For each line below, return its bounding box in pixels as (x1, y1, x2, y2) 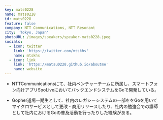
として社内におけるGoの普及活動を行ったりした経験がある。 (11, 110, 134, 116)
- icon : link (9, 58, 36, 62)
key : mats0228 (4, 7, 34, 12)
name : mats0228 (4, 12, 36, 17)
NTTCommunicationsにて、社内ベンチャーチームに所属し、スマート (11, 81, 150, 87)
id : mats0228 (4, 16, 32, 21)
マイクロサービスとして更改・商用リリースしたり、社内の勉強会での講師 (11, 104, 158, 109)
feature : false (4, 21, 36, 26)
